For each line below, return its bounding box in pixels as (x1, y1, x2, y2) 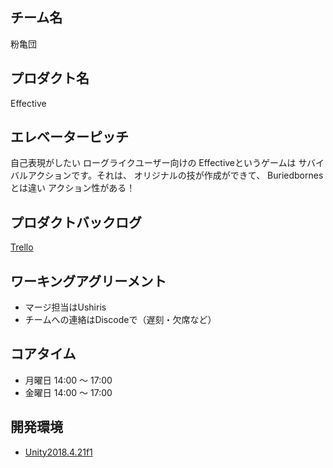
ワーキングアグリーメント (10, 273, 167, 290)
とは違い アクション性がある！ (10, 182, 136, 194)
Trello (10, 241, 34, 253)
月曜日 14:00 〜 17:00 (24, 374, 113, 386)
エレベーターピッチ (10, 129, 129, 146)
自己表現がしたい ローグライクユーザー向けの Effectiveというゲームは (10, 157, 297, 169)
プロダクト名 (10, 70, 90, 87)
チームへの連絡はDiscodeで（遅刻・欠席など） (24, 314, 217, 326)
